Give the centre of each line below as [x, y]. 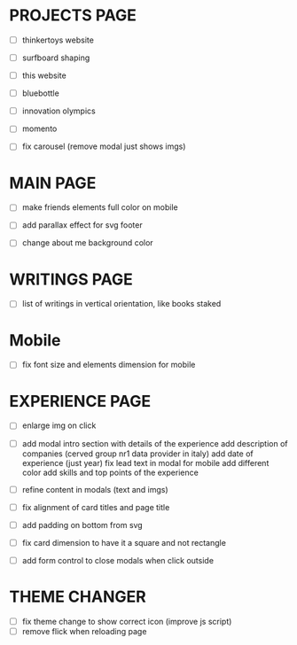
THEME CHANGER [78, 597]
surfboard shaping [56, 58]
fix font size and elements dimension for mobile [109, 365]
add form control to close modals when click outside [118, 560]
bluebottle [40, 93]
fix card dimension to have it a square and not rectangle [124, 542]
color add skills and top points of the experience [110, 472]
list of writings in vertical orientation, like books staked [121, 304]
